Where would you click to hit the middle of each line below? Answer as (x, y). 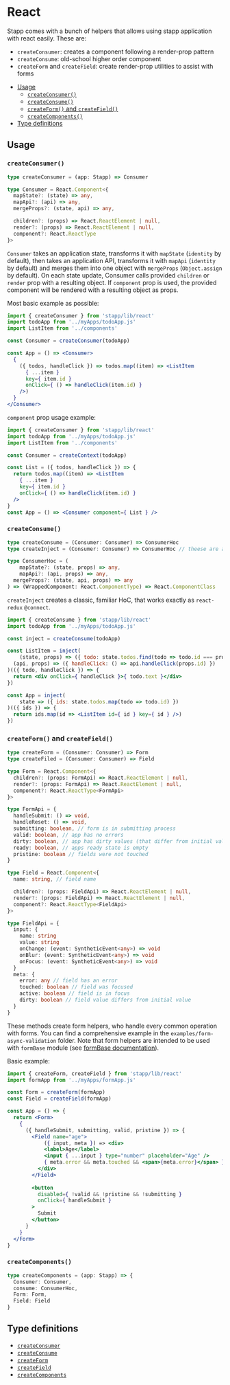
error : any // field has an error (68, 981)
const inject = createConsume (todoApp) (64, 639)
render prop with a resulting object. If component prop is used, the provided (112, 282)
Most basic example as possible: (53, 303)
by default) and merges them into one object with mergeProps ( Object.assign (115, 268)
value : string (39, 943)
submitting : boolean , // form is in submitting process (94, 829)
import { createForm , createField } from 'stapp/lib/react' (95, 1073)
